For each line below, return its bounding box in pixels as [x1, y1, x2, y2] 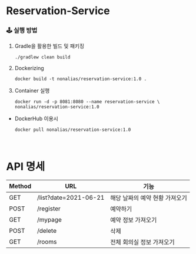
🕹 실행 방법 [6, 27, 38, 35]
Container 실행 [14, 87, 50, 94]
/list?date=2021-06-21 [37, 193, 105, 202]
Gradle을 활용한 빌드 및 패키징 [14, 42, 85, 50]
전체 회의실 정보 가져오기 [109, 238, 175, 246]
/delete [37, 227, 57, 235]
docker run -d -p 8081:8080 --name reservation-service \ [14, 99, 160, 105]
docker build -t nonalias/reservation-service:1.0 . [14, 76, 147, 82]
